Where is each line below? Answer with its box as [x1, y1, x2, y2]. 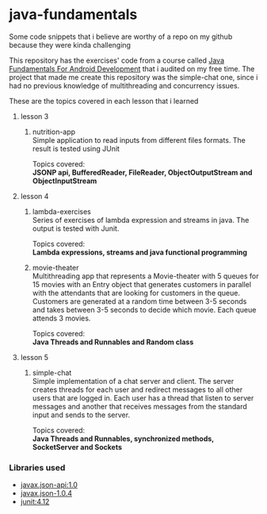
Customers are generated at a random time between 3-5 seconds [32, 296, 247, 306]
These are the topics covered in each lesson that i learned [9, 96, 199, 105]
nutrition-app [32, 127, 76, 136]
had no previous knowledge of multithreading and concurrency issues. [9, 81, 240, 90]
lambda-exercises [32, 206, 92, 216]
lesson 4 [20, 191, 49, 201]
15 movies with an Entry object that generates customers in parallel [32, 279, 252, 289]
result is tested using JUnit [32, 144, 120, 153]
